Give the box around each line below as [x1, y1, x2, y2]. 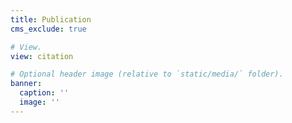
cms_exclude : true [10, 24, 87, 34]
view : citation [10, 51, 74, 61]
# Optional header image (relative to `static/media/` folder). [10, 69, 284, 80]
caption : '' [19, 88, 70, 98]
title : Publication [10, 14, 92, 25]
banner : [10, 79, 43, 89]
